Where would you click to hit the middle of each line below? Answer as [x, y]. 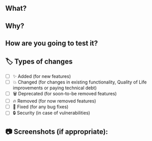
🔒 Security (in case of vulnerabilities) [51, 113]
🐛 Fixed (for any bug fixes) [41, 107]
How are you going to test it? [52, 43]
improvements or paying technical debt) [55, 88]
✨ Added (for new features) [42, 76]
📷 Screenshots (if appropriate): [57, 132]
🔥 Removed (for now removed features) [54, 101]
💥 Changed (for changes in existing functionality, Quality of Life [80, 82]
